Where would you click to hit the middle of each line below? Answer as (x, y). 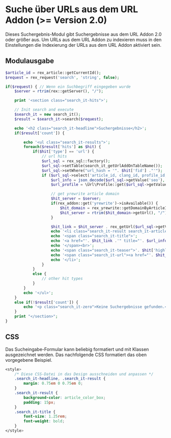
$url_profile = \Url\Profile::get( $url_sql (97, 185)
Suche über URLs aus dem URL (72, 9)
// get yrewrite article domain (85, 194)
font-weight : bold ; (44, 421)
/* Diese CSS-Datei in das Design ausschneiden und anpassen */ (84, 374)
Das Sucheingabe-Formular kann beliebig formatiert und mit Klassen (77, 349)
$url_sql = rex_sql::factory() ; (76, 161)
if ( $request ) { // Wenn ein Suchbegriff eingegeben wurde (68, 87)
